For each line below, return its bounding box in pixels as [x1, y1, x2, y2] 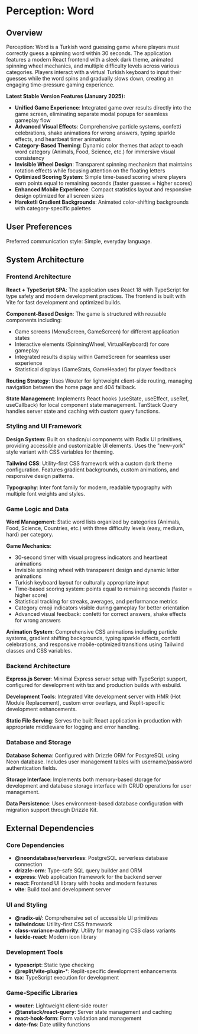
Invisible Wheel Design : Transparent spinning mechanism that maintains [14, 161, 193, 168]
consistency [14, 155, 45, 161]
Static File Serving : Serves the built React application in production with [6, 717, 182, 724]
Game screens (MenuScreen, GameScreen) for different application [14, 327, 180, 335]
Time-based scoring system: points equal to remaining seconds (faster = [14, 585, 193, 593]
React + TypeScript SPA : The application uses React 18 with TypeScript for [6, 286, 190, 293]
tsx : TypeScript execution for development [14, 974, 119, 981]
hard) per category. [6, 531, 54, 538]
